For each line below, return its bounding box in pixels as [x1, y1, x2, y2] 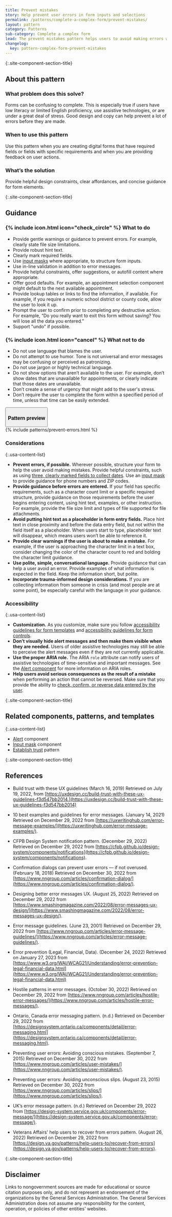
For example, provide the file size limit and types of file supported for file [12, 505, 166, 511]
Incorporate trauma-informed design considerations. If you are [12, 576, 149, 582]
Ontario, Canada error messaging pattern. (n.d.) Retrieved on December [12, 1012, 165, 1019]
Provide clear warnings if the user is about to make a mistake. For [12, 538, 155, 544]
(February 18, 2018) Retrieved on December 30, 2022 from [12, 870, 137, 876]
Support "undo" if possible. [12, 323, 71, 329]
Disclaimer [5, 1170, 40, 1179]
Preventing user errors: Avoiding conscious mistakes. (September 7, [12, 1050, 156, 1056]
